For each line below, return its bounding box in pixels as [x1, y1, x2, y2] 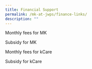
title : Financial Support [5, 7, 58, 12]
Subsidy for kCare [5, 59, 42, 65]
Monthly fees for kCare [5, 49, 52, 55]
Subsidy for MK [5, 39, 37, 45]
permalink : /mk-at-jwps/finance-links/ [5, 12, 88, 17]
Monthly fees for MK [5, 30, 47, 36]
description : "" [5, 16, 39, 21]
